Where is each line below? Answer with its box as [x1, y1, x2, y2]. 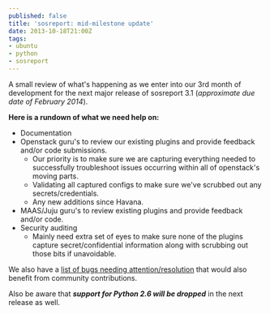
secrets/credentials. [32, 188, 100, 198]
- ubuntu [8, 42, 38, 50]
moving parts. [32, 171, 79, 181]
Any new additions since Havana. [32, 196, 144, 207]
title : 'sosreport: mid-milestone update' [8, 19, 154, 28]
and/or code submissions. [19, 145, 108, 155]
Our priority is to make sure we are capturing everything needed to [32, 153, 256, 163]
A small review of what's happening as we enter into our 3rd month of [8, 79, 242, 89]
